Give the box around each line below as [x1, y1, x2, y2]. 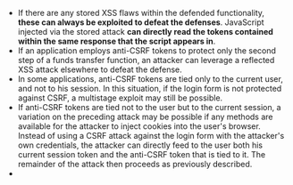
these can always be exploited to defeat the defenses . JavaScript [17, 17, 265, 28]
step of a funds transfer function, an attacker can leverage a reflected [17, 55, 275, 65]
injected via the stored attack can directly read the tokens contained [17, 27, 274, 36]
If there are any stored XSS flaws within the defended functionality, [17, 8, 265, 18]
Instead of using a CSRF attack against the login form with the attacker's [17, 131, 285, 141]
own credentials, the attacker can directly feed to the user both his [17, 140, 264, 150]
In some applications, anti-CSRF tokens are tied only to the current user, [17, 74, 283, 84]
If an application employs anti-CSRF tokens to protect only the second [17, 45, 277, 56]
